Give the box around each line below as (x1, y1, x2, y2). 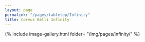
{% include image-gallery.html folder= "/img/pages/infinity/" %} (5, 31, 140, 37)
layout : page (5, 7, 33, 13)
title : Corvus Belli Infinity (5, 17, 70, 22)
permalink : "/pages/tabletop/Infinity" (5, 12, 90, 17)
